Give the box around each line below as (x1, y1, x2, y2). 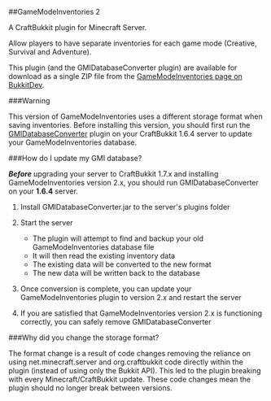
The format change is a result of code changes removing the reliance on (8, 349, 251, 358)
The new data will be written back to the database (32, 268, 201, 277)
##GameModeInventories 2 (8, 7, 100, 16)
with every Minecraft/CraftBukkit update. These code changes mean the (8, 374, 251, 384)
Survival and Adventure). (8, 47, 92, 56)
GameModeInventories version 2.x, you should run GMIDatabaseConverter (8, 178, 259, 187)
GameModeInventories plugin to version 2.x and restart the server (20, 293, 242, 302)
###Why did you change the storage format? (8, 333, 160, 342)
